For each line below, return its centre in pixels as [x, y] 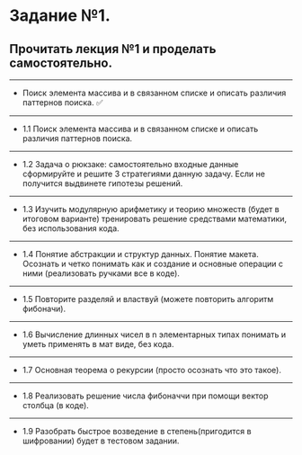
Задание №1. [60, 16]
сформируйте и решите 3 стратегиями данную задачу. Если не [143, 174]
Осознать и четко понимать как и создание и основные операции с [153, 263]
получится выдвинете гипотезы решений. [102, 183]
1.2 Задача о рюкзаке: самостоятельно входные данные [130, 164]
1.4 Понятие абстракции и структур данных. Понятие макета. [140, 254]
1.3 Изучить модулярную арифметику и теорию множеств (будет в [151, 209]
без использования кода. [71, 228]
